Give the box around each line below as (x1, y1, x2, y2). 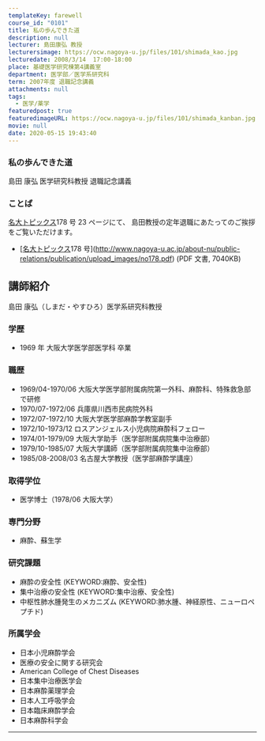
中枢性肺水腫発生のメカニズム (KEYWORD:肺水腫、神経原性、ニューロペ (19, 596, 255, 606)
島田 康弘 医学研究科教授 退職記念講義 (8, 176, 132, 186)
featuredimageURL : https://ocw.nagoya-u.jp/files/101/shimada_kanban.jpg (8, 115, 256, 123)
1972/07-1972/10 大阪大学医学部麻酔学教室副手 (19, 414, 173, 423)
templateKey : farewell (8, 11, 83, 20)
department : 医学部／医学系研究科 (8, 70, 110, 78)
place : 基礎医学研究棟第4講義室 (8, 63, 102, 71)
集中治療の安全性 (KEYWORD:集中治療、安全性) (19, 587, 175, 596)
